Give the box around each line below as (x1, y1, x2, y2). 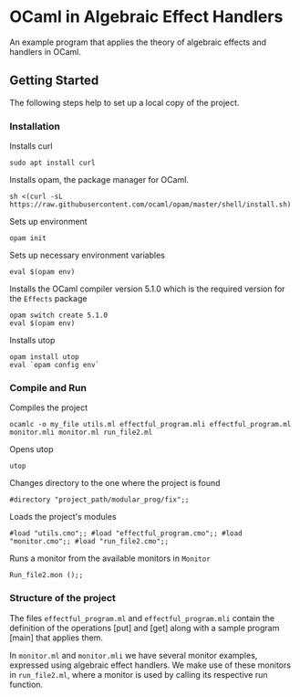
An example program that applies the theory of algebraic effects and (9, 37, 267, 48)
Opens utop (9, 444, 54, 455)
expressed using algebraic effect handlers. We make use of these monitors (9, 660, 292, 671)
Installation (9, 120, 61, 132)
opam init (9, 234, 47, 243)
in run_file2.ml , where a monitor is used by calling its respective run (9, 669, 268, 680)
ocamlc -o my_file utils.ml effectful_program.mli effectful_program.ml (9, 420, 292, 429)
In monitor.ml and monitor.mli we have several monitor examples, (9, 649, 258, 660)
